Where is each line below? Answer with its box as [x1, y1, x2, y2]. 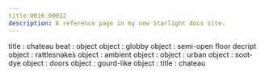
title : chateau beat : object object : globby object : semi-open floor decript [8, 41, 257, 50]
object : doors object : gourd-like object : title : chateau [23, 58, 206, 68]
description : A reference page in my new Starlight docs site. [8, 19, 226, 27]
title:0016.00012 [8, 11, 67, 20]
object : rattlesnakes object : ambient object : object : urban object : [8, 50, 233, 59]
